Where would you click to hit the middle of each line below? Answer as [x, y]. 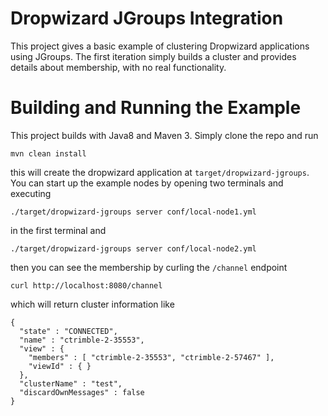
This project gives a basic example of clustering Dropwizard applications [160, 46]
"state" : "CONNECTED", [68, 331]
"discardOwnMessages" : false [82, 392]
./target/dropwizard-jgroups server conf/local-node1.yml [133, 212]
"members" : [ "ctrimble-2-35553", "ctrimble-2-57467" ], [151, 357]
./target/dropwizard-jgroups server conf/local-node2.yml [133, 248]
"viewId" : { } [60, 366]
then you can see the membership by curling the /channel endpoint [149, 267]
